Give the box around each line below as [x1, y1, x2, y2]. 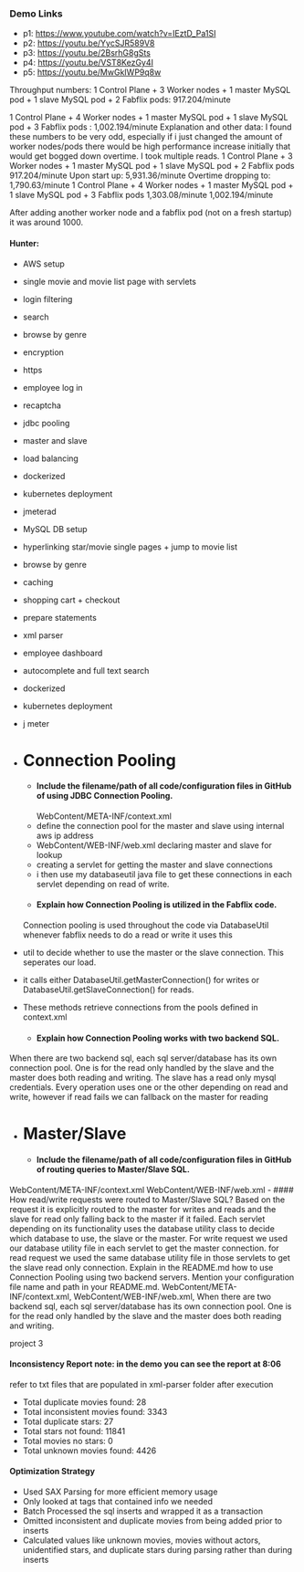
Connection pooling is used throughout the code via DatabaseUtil [22, 920, 269, 931]
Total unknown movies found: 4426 [22, 1445, 157, 1456]
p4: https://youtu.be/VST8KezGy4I [22, 58, 153, 68]
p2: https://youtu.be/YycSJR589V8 [22, 37, 155, 48]
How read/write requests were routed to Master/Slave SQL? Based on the [9, 1194, 286, 1205]
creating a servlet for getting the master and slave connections [36, 859, 274, 870]
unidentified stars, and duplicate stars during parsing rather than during [22, 1545, 293, 1556]
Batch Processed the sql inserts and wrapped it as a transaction [22, 1505, 263, 1517]
